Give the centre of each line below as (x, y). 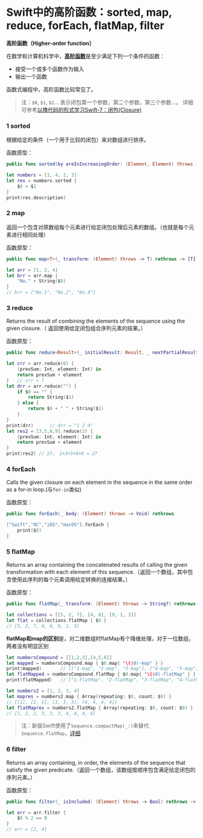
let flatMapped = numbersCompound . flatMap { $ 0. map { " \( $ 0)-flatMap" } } (101, 675)
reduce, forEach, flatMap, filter (85, 26)
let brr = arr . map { (32, 275)
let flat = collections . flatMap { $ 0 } (56, 620)
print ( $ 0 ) (30, 530)
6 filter (16, 750)
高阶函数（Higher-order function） (50, 43)
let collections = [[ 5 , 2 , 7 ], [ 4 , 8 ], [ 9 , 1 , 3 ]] (72, 615)
